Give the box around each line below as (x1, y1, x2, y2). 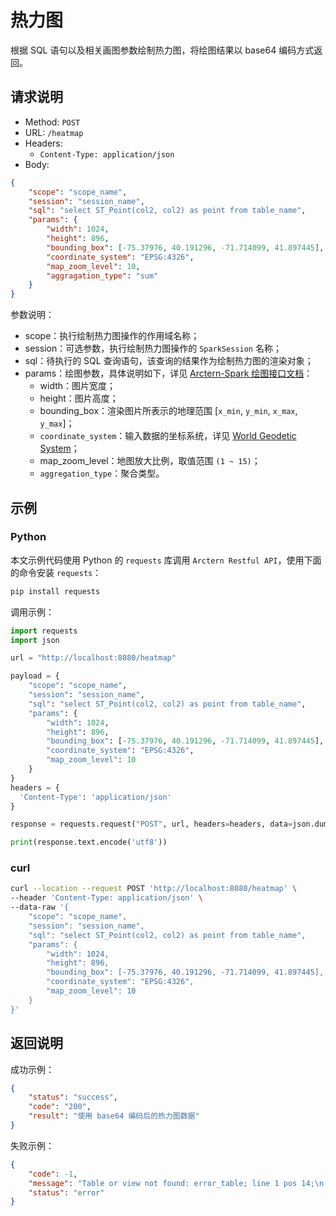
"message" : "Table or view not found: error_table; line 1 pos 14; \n (28, 1178, 325, 1188)
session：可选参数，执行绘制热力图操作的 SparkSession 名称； (24, 342, 282, 355)
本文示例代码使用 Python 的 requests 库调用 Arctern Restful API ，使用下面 (10, 554, 322, 566)
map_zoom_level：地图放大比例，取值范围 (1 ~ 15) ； (39, 455, 261, 467)
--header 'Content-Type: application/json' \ (10, 893, 203, 903)
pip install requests (10, 586, 101, 596)
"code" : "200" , (28, 1102, 92, 1112)
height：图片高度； (39, 392, 119, 405)
